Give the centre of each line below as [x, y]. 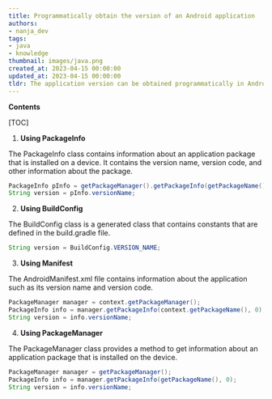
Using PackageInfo [53, 138]
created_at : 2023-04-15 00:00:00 [65, 69]
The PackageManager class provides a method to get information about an [133, 348]
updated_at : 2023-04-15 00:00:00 [65, 76]
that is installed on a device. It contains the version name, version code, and [135, 162]
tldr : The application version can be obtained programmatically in [126, 83]
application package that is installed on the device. [93, 357]
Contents [24, 107]
